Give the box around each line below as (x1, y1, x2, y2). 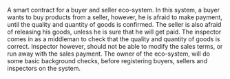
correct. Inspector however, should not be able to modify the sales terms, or (7, 43, 223, 50)
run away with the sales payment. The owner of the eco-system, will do (7, 49, 210, 58)
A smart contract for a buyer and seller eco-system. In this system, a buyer (7, 6, 220, 14)
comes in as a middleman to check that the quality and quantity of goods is (7, 35, 220, 43)
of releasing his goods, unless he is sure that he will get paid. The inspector (7, 27, 222, 36)
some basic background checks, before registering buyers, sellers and (7, 57, 208, 65)
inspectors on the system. (7, 65, 81, 72)
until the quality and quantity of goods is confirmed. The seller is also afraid (7, 21, 222, 28)
